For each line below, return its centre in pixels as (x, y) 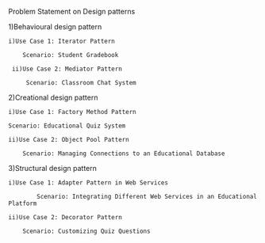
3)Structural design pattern (53, 168)
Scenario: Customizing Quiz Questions (86, 231)
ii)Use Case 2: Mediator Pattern (67, 69)
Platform (23, 203)
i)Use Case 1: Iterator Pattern (61, 41)
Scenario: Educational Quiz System (67, 126)
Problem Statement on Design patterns (72, 11)
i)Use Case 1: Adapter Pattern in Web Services (88, 183)
